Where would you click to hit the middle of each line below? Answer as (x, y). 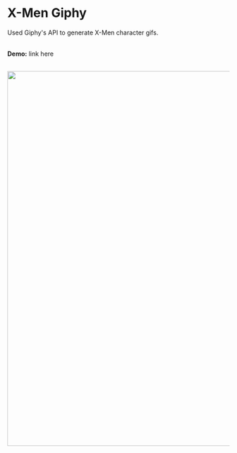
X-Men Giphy (47, 13)
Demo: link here (31, 54)
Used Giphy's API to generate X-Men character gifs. (83, 32)
